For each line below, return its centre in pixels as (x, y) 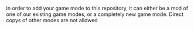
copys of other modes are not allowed (52, 20)
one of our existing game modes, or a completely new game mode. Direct (95, 14)
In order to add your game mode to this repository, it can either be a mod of (97, 8)
